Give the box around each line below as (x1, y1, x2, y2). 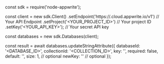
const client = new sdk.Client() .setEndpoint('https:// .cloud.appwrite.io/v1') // (5, 14, 160, 19)
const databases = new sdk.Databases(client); (5, 34, 99, 39)
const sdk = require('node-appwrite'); (5, 4, 82, 10)
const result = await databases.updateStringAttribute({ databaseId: (5, 43, 141, 48)
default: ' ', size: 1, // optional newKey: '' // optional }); (5, 53, 112, 59)
